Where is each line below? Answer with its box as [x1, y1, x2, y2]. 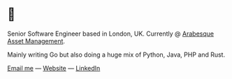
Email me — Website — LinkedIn [7, 64, 101, 72]
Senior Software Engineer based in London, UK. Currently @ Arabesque [7, 29, 215, 38]
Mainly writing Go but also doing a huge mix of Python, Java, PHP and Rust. [7, 50, 226, 59]
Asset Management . [7, 36, 65, 45]
